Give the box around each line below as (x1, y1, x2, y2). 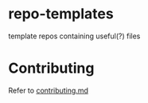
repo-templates (8, 5, 114, 23)
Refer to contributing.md (8, 85, 89, 95)
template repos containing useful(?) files (8, 31, 141, 41)
